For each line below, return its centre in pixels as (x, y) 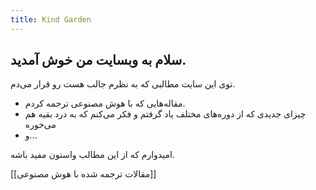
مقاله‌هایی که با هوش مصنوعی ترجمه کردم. (105, 103)
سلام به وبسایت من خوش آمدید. (98, 60)
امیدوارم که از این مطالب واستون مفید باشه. (92, 155)
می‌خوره (40, 125)
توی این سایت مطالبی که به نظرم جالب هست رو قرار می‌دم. (123, 84)
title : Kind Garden (51, 19)
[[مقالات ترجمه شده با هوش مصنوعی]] (83, 174)
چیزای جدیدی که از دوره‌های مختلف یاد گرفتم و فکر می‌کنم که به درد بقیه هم (165, 114)
